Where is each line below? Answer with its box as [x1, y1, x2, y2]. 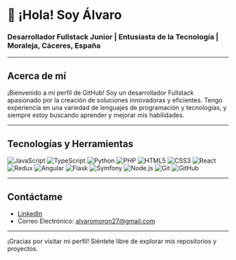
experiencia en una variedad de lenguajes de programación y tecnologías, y [7, 104, 227, 112]
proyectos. [7, 244, 39, 252]
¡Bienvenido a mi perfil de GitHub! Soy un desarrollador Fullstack [7, 88, 195, 97]
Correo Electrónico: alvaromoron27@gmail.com [17, 217, 156, 225]
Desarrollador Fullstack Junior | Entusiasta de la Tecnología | [7, 32, 219, 42]
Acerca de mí [7, 70, 67, 82]
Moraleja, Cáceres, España [7, 41, 100, 50]
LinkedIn [17, 209, 43, 217]
